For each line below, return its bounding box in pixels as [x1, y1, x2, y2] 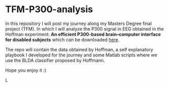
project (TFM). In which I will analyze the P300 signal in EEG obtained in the [5, 25, 164, 32]
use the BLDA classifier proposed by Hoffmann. [5, 57, 105, 63]
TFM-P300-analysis [5, 4, 93, 15]
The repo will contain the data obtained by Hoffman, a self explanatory [5, 46, 154, 52]
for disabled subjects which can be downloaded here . [5, 37, 120, 43]
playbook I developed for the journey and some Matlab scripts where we [5, 52, 157, 58]
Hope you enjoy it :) [5, 67, 47, 73]
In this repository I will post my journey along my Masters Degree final [5, 20, 152, 26]
